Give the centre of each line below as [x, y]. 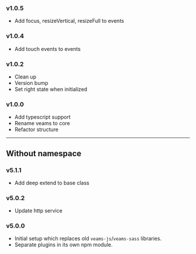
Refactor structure [36, 129]
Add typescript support [43, 117]
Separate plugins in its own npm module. [63, 245]
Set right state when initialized [51, 89]
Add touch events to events [48, 49]
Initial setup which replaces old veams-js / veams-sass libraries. [88, 239]
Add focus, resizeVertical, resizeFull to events [69, 21]
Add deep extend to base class [52, 183]
